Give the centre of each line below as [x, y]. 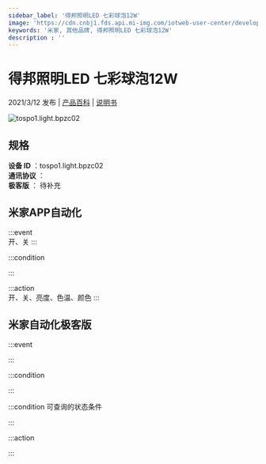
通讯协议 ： [27, 175]
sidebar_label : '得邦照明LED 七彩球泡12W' [74, 15]
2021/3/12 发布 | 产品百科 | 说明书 [63, 103]
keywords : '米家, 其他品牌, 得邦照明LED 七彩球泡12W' [90, 30]
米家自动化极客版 [50, 325]
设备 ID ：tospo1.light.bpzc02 [56, 166]
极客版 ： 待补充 [34, 185]
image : [19, 23]
